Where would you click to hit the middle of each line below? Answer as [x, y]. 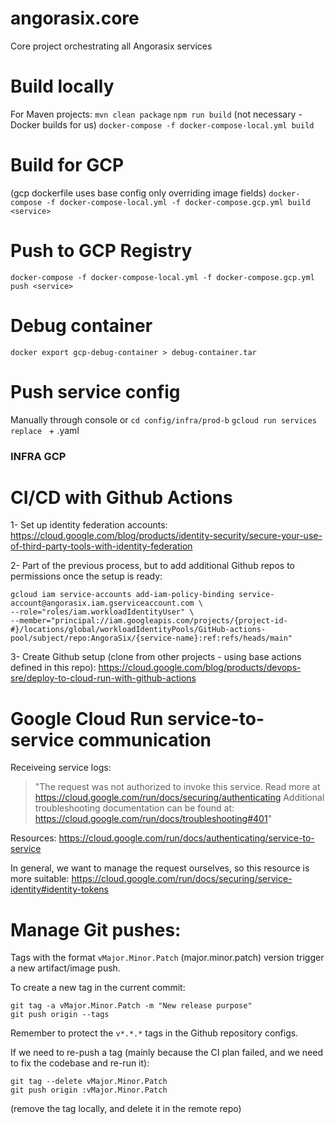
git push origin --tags [60, 1015]
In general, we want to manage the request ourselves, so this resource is [160, 868]
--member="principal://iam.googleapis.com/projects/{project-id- [149, 621]
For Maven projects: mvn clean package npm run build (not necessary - [156, 114]
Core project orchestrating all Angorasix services [111, 46]
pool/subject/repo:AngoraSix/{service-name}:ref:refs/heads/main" [151, 638]
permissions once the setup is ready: [86, 576]
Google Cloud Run [87, 718]
